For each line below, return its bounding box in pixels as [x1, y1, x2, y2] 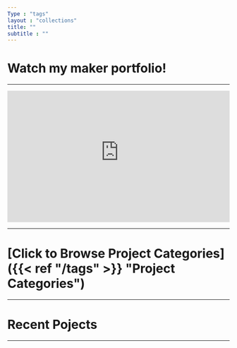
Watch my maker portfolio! [7, 61, 167, 76]
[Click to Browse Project [7, 245, 152, 261]
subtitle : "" [7, 30, 49, 37]
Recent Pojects [7, 316, 97, 332]
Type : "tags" [7, 10, 49, 18]
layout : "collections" [7, 17, 78, 24]
